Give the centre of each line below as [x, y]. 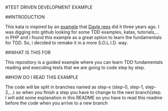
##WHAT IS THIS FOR [28, 52]
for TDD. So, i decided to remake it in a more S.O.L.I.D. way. [67, 43]
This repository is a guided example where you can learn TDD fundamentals [84, 62]
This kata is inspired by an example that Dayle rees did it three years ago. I [82, 27]
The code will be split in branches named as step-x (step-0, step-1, [75, 87]
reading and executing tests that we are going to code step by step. [75, 68]
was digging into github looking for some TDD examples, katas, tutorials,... [82, 32]
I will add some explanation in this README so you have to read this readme [84, 98]
